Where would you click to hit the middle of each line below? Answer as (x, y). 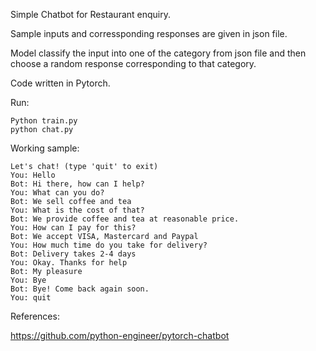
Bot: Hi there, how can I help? (77, 184)
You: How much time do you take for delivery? (109, 245)
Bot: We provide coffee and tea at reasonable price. (125, 219)
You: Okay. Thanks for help (69, 263)
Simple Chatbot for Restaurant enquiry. (91, 14)
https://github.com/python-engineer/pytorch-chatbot (120, 335)
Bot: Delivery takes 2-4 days (73, 254)
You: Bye (28, 280)
